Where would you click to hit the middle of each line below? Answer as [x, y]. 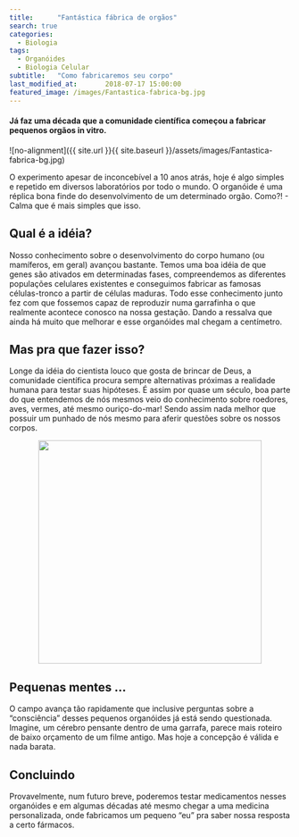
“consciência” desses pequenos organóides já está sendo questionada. [141, 718]
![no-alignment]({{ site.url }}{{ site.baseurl [87, 150]
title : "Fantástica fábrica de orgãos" [93, 17]
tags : [19, 51]
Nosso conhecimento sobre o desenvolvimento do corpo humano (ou [137, 255]
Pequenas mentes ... [68, 687]
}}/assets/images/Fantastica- [219, 150]
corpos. [24, 428]
